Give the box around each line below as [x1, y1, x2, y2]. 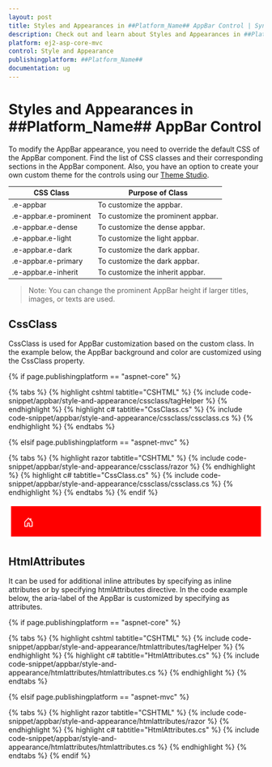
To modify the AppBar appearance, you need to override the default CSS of [8, 144, 261, 154]
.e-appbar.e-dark [11, 245, 73, 254]
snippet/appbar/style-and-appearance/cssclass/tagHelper [8, 396, 204, 406]
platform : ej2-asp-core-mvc [8, 39, 104, 47]
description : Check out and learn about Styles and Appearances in [8, 30, 241, 38]
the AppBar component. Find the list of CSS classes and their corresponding [8, 152, 263, 162]
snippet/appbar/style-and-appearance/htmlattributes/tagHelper [8, 642, 221, 652]
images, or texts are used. [28, 294, 116, 304]
